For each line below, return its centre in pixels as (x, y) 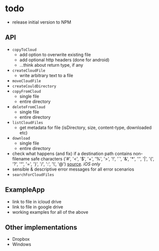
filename (21, 159)
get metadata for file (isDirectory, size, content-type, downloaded (85, 127)
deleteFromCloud (29, 107)
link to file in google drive (38, 207)
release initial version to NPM (42, 22)
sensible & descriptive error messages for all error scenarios (73, 169)
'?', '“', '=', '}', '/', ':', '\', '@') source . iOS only (56, 164)
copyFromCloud (26, 91)
